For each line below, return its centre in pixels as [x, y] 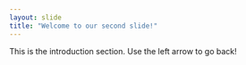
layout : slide [36, 17]
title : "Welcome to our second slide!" [84, 26]
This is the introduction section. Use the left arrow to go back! [123, 51]
